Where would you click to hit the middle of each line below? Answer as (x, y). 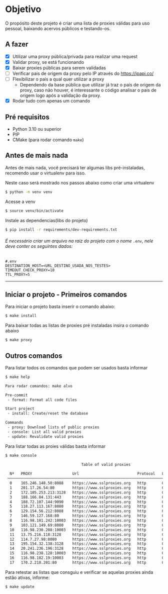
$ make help (17, 377)
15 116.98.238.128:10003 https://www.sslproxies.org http (78, 553)
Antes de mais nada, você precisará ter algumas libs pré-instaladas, (75, 167)
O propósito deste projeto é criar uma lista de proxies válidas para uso (77, 23)
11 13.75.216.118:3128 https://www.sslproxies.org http (78, 534)
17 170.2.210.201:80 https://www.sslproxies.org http (78, 562)
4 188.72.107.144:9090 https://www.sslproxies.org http (78, 502)
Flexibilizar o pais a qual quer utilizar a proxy (58, 79)
